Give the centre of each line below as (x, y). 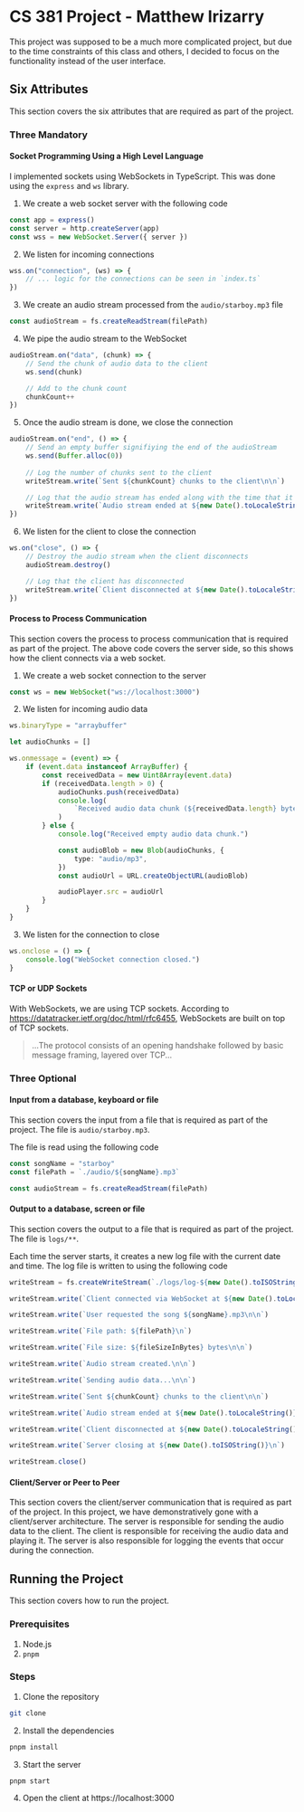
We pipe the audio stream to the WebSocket (104, 338)
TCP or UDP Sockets (48, 989)
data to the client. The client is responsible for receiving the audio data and (149, 1532)
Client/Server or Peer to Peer (65, 1482)
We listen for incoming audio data (85, 709)
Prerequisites (39, 1624)
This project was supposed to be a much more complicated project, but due (151, 42)
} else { (58, 826)
